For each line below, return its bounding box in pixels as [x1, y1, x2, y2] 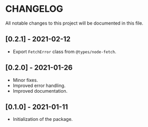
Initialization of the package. [12, 116, 73, 122]
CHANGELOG [5, 3, 63, 15]
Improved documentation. [12, 88, 68, 94]
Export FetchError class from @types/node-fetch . [12, 48, 117, 54]
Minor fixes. [12, 77, 39, 83]
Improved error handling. [12, 82, 66, 89]
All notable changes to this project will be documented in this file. [5, 20, 144, 26]
